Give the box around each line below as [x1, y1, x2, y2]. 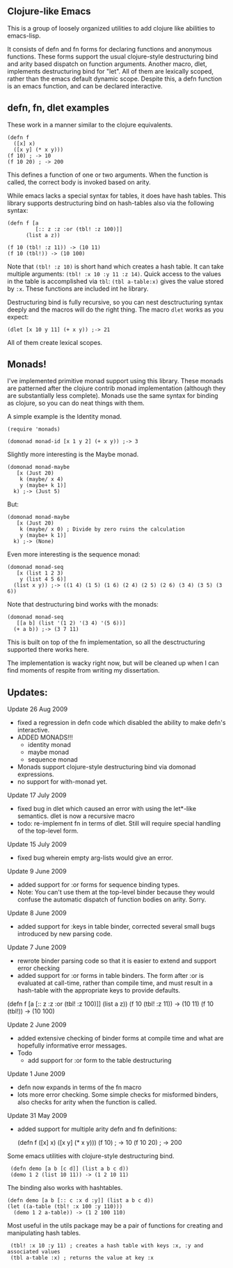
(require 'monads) [7, 426, 61, 433]
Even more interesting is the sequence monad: [7, 550, 140, 559]
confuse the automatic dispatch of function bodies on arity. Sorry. [17, 895, 207, 904]
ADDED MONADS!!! [17, 733, 73, 741]
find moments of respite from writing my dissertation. [7, 666, 160, 675]
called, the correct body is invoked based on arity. [7, 177, 151, 186]
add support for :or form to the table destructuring [27, 1057, 172, 1065]
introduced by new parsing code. [17, 930, 113, 938]
